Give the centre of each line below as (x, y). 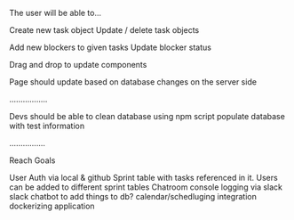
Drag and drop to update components (78, 65)
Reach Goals (32, 160)
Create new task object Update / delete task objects (104, 30)
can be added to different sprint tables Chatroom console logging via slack (146, 187)
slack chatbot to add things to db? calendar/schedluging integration (133, 196)
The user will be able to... (56, 13)
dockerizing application (52, 206)
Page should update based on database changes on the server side (133, 82)
